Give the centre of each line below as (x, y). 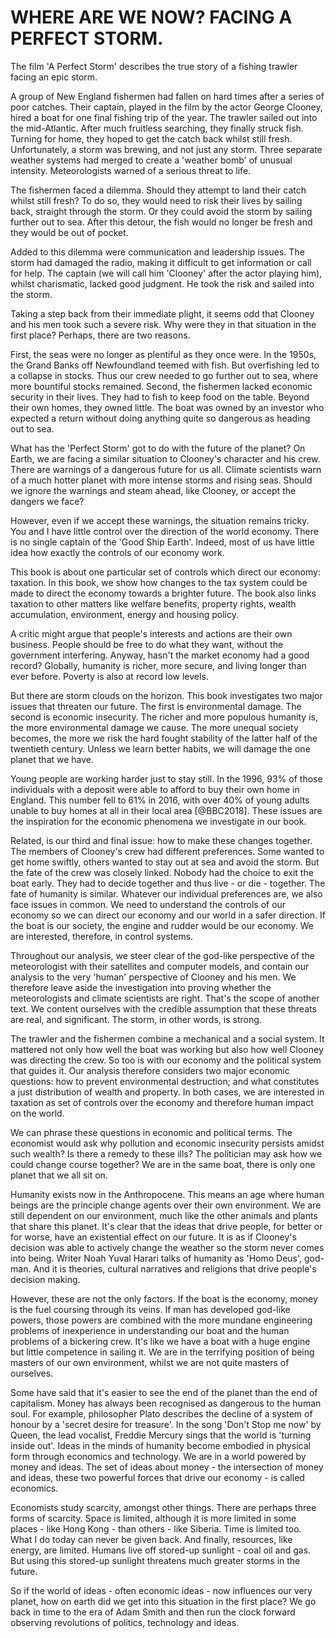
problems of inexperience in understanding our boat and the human (150, 1330)
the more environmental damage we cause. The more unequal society (154, 727)
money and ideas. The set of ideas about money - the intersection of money (167, 1467)
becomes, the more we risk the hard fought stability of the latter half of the (164, 738)
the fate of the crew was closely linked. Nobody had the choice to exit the (162, 872)
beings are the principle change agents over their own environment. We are (166, 1205)
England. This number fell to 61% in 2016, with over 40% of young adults (160, 800)
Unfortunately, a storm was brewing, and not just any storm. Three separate (166, 149)
